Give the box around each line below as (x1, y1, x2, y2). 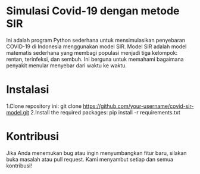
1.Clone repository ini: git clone (6, 102, 82, 110)
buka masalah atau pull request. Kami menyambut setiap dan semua (6, 156, 174, 163)
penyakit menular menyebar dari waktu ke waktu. (6, 61, 127, 69)
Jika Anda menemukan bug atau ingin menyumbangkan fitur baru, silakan (6, 149, 187, 156)
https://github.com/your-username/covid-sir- (83, 102, 194, 110)
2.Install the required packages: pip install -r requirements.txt (30, 108, 180, 116)
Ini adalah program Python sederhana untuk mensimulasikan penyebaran (6, 36, 186, 44)
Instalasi (6, 83, 49, 97)
